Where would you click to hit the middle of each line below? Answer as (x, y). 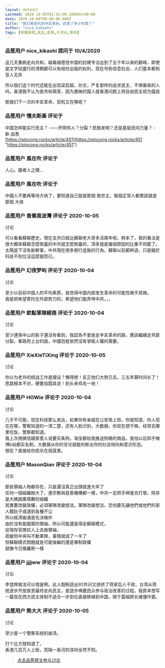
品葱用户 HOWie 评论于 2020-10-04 (48, 398)
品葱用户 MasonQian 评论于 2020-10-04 (54, 464)
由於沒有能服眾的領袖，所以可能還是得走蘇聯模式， (57, 523)
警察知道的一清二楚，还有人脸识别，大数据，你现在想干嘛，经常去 (89, 426)
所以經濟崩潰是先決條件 (29, 517)
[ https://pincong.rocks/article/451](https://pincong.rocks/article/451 (74, 139)
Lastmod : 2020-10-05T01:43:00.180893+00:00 (50, 14)
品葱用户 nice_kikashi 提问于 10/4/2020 (53, 51)
